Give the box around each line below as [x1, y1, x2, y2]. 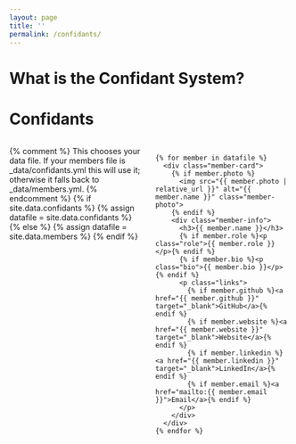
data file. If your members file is [9, 155, 127, 166]
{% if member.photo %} [170, 169, 256, 178]
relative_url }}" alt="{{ [155, 185, 251, 193]
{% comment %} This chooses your [9, 145, 141, 156]
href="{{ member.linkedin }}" [167, 356, 279, 366]
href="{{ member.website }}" [155, 325, 264, 334]
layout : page [9, 12, 58, 22]
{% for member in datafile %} [155, 153, 267, 162]
